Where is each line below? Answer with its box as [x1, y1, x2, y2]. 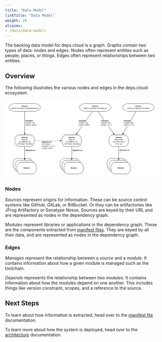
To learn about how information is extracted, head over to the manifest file [5, 312, 153, 318]
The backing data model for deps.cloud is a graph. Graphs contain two [5, 42, 146, 48]
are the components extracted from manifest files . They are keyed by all [5, 226, 149, 233]
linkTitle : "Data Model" [5, 13, 55, 18]
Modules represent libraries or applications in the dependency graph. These [5, 222, 157, 227]
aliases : [5, 23, 23, 28]
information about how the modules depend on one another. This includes [5, 280, 153, 286]
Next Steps [5, 299, 39, 308]
